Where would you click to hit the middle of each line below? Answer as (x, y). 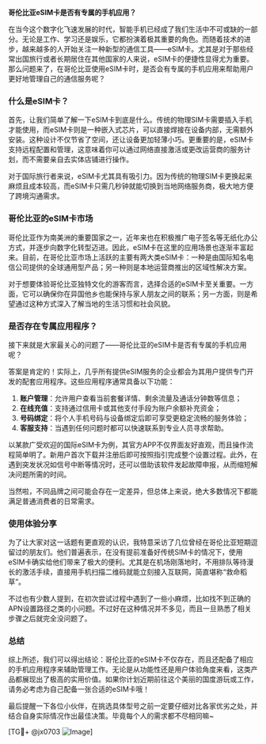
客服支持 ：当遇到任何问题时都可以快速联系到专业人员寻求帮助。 (123, 427)
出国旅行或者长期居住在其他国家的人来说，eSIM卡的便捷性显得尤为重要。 (134, 59)
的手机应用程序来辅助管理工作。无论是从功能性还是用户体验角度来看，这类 (129, 670)
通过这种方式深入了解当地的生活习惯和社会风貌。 (95, 303)
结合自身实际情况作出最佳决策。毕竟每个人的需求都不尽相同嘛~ (111, 716)
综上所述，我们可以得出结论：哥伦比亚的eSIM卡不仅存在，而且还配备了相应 (131, 659)
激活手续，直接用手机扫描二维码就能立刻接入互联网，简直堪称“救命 (131, 572)
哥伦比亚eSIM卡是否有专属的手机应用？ (72, 12)
